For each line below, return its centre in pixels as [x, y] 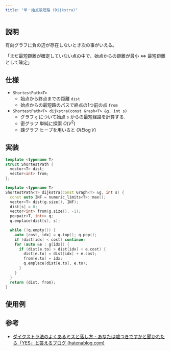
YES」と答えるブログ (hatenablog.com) [63, 343]
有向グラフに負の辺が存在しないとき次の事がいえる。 [61, 45]
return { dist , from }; [33, 282]
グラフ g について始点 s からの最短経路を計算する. [73, 117]
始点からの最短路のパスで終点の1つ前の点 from [69, 105]
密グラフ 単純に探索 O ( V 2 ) [48, 123]
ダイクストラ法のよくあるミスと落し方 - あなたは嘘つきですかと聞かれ [87, 336]
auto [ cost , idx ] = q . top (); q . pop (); [56, 235]
